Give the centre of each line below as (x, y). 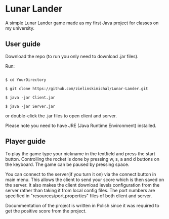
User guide (23, 44)
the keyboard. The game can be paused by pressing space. (67, 164)
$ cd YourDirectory (26, 80)
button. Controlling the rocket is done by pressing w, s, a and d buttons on (82, 159)
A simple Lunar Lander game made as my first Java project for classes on (82, 23)
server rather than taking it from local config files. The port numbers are (80, 190)
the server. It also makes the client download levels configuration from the (82, 185)
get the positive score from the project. (46, 211)
